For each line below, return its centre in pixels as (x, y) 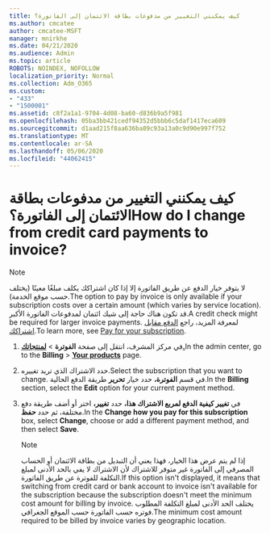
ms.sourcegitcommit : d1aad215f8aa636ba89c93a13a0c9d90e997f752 (118, 128)
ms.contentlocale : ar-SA (51, 143)
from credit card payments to (109, 233)
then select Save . (50, 430)
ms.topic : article (40, 61)
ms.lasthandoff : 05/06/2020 (56, 151)
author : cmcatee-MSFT (46, 31)
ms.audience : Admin (42, 53)
